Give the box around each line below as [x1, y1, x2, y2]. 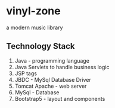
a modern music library [6, 24, 63, 31]
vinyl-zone [6, 4, 61, 18]
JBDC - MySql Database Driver [14, 76, 91, 83]
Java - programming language [14, 57, 89, 64]
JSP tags [14, 70, 38, 77]
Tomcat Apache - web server [14, 82, 87, 90]
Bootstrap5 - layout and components [14, 95, 105, 102]
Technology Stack [6, 41, 75, 51]
